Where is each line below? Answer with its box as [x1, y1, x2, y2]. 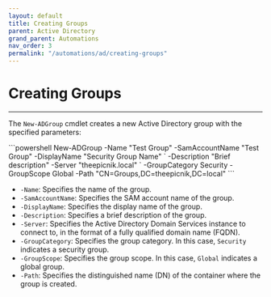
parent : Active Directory [8, 27, 95, 35]
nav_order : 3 [8, 42, 52, 50]
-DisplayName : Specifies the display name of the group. [19, 202, 203, 211]
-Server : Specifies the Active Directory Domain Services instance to [19, 219, 246, 228]
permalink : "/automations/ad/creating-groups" [8, 49, 168, 57]
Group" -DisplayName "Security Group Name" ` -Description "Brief [8, 151, 231, 161]
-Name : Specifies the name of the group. [19, 184, 152, 194]
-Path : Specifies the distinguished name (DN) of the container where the [19, 270, 261, 280]
